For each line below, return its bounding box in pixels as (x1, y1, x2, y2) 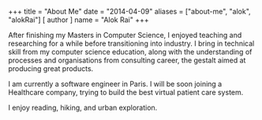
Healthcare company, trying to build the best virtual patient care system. (8, 88, 244, 97)
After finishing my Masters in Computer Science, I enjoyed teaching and (8, 31, 242, 39)
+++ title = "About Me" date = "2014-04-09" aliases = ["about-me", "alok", (8, 7, 251, 16)
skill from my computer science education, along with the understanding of (8, 47, 253, 56)
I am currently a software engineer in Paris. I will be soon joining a (8, 79, 223, 88)
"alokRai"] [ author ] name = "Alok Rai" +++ (8, 15, 149, 24)
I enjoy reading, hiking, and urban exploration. (8, 103, 158, 112)
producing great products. (8, 64, 94, 73)
